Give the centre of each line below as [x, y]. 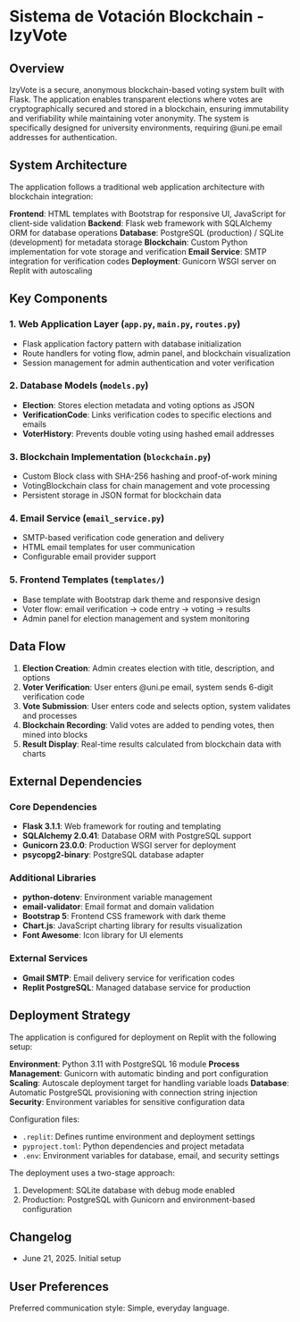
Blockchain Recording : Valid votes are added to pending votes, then [148, 724]
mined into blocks [55, 734]
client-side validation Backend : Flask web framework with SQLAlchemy [141, 223]
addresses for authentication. [63, 137]
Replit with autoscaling [51, 271]
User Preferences [59, 1287]
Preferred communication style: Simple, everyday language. [119, 1308]
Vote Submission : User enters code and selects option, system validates [156, 706]
